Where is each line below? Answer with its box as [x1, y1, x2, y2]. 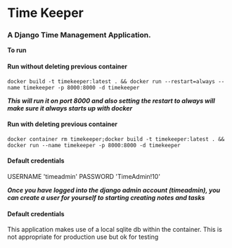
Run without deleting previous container [7, 62, 128, 71]
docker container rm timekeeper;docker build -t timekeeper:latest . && [7, 135, 225, 142]
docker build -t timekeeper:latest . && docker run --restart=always [7, 77, 216, 85]
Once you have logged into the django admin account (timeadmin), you [7, 186, 220, 194]
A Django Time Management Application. [7, 30, 151, 40]
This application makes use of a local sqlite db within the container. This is [7, 225, 223, 234]
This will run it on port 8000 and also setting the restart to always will [7, 97, 216, 105]
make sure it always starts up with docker [7, 104, 133, 112]
